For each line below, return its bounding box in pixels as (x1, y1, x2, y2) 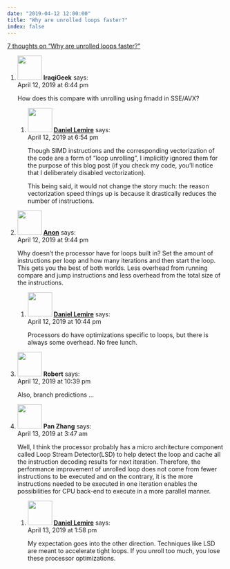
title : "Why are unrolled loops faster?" (7, 17, 128, 24)
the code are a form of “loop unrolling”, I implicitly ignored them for (27, 154, 218, 163)
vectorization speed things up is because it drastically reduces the (27, 190, 217, 198)
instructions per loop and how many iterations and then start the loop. (17, 257, 216, 265)
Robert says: (43, 370, 80, 378)
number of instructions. (27, 197, 95, 205)
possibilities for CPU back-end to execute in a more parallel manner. (17, 487, 211, 496)
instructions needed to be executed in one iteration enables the (17, 480, 198, 488)
